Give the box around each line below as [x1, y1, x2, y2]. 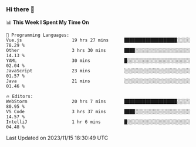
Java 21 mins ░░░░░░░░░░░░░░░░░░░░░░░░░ [6, 78, 191, 84]
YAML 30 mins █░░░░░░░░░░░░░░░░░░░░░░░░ [6, 58, 191, 64]
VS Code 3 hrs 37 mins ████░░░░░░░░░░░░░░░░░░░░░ [6, 109, 191, 115]
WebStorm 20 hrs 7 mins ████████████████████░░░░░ [6, 99, 191, 104]
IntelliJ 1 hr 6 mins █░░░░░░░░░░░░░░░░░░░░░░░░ [6, 119, 191, 125]
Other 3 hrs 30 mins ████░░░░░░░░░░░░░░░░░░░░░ [6, 48, 191, 54]
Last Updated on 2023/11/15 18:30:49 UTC [6, 134, 109, 142]
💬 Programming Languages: [6, 32, 69, 38]
